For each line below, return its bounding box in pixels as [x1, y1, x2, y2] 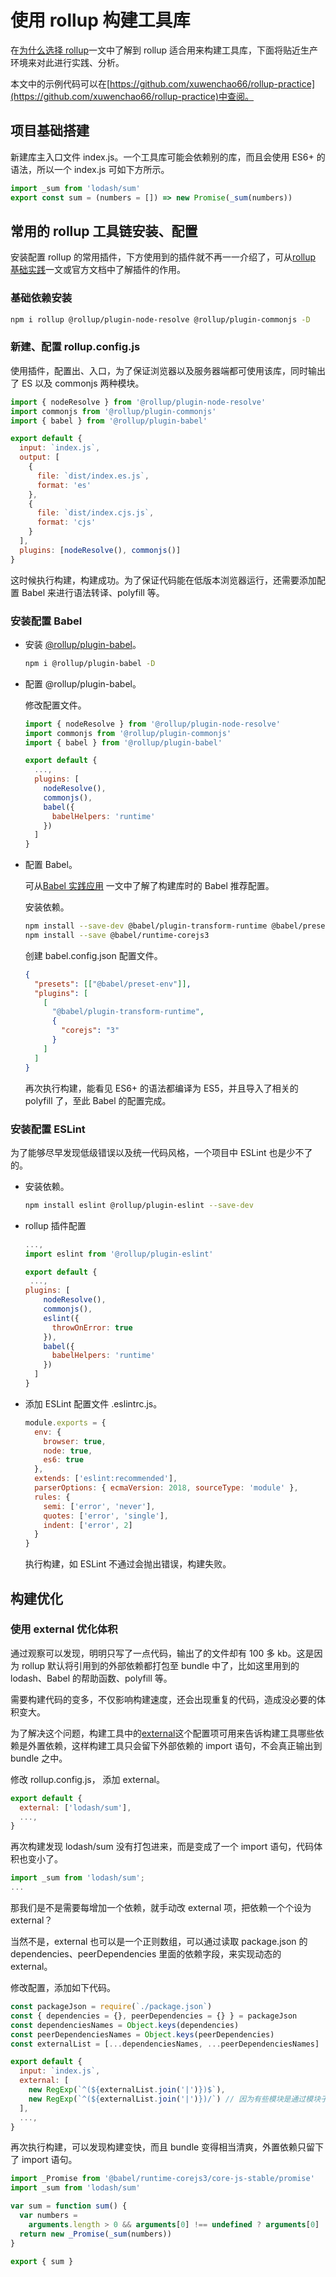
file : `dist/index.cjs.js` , [36, 508, 155, 518]
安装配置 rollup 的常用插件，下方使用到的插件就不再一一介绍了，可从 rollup [10, 251, 317, 263]
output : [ [19, 452, 60, 463]
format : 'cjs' [36, 517, 97, 528]
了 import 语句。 [10, 2154, 78, 2166]
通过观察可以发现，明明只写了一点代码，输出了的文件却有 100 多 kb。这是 [10, 1647, 315, 1659]
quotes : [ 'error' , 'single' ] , [43, 1511, 169, 1521]
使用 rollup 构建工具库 [10, 9, 191, 32]
